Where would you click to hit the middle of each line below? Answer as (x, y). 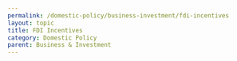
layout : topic (31, 23)
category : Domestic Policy (52, 38)
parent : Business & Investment (59, 45)
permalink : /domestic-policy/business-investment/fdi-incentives (118, 15)
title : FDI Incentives (45, 30)
